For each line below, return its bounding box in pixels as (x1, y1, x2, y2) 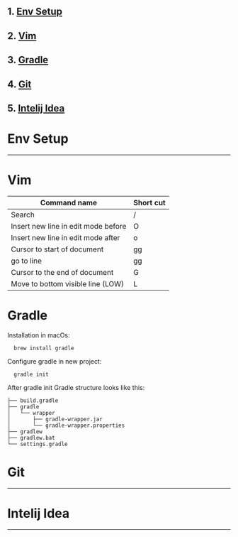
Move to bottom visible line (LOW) (11, 278, 125, 288)
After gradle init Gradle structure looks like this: (7, 383, 145, 391)
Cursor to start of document (11, 244, 104, 254)
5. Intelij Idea (7, 102, 65, 114)
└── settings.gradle (7, 440, 69, 447)
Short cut (133, 197, 166, 207)
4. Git (7, 78, 32, 90)
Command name (40, 197, 98, 207)
